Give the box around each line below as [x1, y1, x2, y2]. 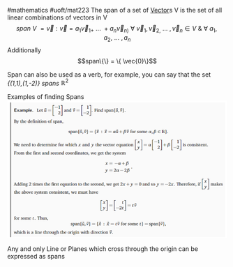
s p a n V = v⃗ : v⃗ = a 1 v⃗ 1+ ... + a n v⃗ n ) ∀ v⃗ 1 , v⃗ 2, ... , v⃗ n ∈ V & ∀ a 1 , [16, 24, 218, 34]
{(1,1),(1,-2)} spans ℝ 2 [7, 77, 69, 87]
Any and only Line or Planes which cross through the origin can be [7, 244, 199, 253]
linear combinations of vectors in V [7, 13, 108, 22]
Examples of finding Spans [7, 93, 84, 101]
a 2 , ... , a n [103, 33, 131, 43]
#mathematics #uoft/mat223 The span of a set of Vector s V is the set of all [7, 6, 223, 14]
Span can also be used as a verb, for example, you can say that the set [7, 70, 211, 79]
